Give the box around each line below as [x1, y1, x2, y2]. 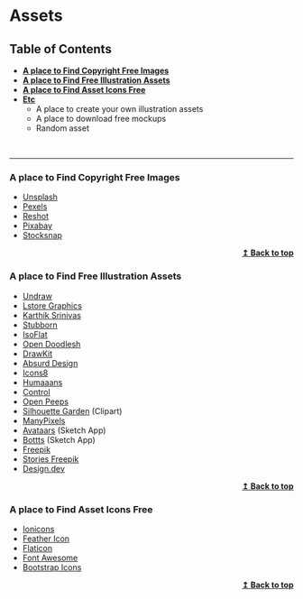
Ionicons [22, 523, 55, 534]
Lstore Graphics [22, 299, 83, 311]
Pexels [22, 201, 48, 212]
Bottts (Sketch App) [22, 434, 96, 445]
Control [22, 386, 51, 397]
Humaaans [22, 376, 63, 388]
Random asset [35, 123, 90, 134]
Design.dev [22, 463, 66, 474]
